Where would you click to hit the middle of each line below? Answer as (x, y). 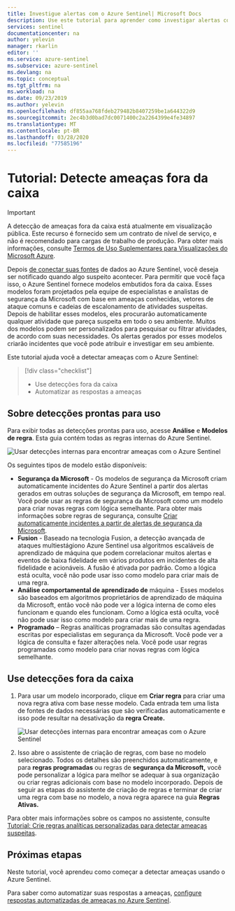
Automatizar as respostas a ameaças (88, 392)
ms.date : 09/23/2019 (37, 99)
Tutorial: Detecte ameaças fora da (108, 178)
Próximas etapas (44, 855)
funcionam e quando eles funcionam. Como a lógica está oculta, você (118, 612)
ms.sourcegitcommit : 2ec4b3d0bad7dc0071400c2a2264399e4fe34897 (101, 117)
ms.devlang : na (29, 72)
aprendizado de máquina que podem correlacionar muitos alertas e (114, 552)
